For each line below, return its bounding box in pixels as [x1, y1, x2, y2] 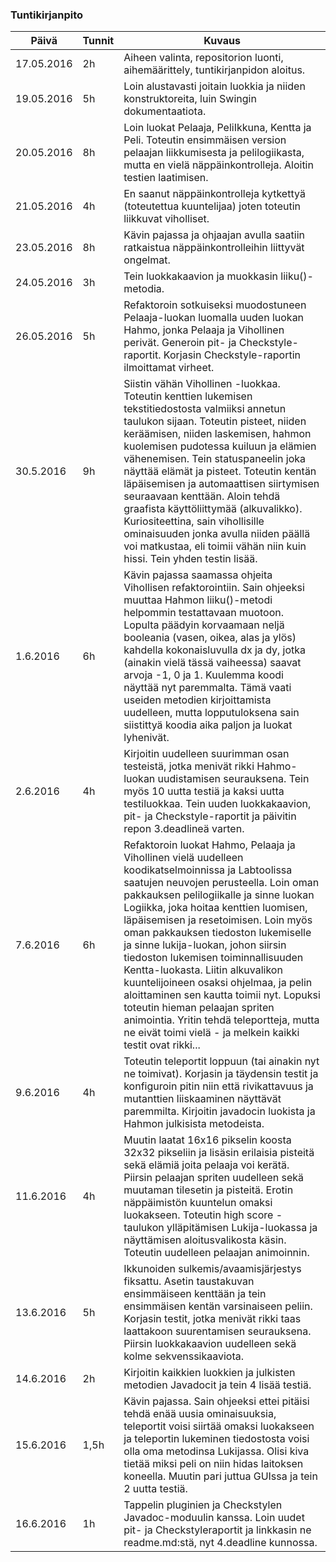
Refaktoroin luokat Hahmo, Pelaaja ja [123, 838, 296, 852]
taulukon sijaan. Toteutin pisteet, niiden [123, 414, 307, 428]
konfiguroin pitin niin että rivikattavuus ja [123, 1079, 314, 1093]
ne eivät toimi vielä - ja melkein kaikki [123, 1026, 300, 1040]
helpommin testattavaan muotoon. [123, 606, 285, 620]
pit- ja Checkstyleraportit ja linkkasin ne [123, 1523, 312, 1537]
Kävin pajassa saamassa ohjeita [123, 568, 273, 582]
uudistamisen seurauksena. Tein [157, 772, 310, 786]
